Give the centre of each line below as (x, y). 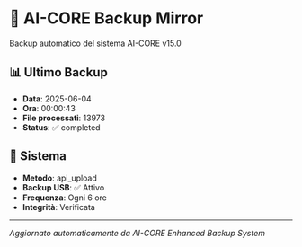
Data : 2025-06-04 (57, 99)
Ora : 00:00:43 (49, 108)
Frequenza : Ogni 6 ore (65, 198)
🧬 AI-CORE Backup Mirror (107, 18)
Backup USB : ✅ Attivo (63, 187)
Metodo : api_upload (59, 178)
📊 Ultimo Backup (58, 72)
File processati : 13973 (64, 118)
